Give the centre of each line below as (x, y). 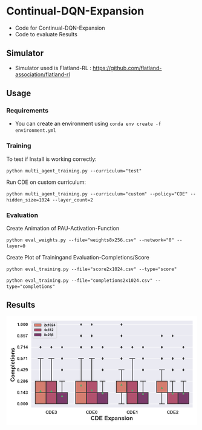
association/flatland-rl (43, 74)
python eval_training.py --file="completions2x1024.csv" (80, 281)
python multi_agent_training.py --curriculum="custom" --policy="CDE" (97, 194)
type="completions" (31, 287)
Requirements (28, 111)
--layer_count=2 (73, 200)
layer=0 (16, 246)
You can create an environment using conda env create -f (88, 124)
